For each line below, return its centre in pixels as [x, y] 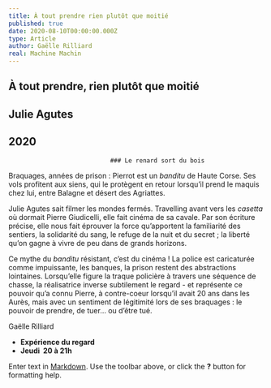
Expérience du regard [57, 342]
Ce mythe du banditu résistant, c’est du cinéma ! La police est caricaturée [131, 259]
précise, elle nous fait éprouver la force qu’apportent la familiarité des [125, 226]
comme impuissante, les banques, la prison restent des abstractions [123, 267]
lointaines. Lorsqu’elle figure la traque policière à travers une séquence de [132, 276]
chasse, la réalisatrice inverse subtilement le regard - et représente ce [126, 284]
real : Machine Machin [45, 54]
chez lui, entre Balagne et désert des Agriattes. [87, 192]
